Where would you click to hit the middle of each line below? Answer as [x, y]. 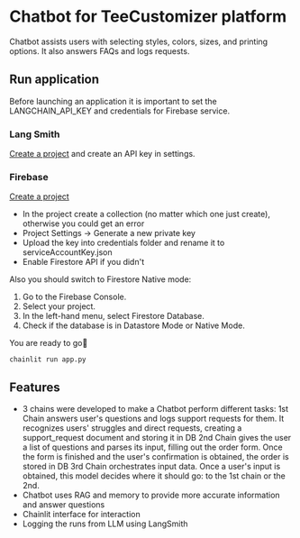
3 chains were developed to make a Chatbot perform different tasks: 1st [155, 409]
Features [35, 387]
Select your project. [59, 306]
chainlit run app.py [48, 360]
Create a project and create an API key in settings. [102, 154]
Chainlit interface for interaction [82, 515]
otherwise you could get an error [83, 223]
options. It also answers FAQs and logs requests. [100, 50]
